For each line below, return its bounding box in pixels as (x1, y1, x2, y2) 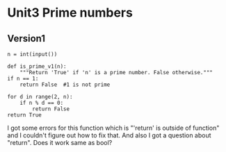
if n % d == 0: (19, 99, 64, 106)
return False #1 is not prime (19, 81, 111, 88)
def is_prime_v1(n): (7, 63, 67, 70)
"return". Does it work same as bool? (7, 139, 113, 146)
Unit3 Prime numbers (7, 5, 134, 21)
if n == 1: (7, 75, 39, 82)
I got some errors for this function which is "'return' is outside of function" (7, 124, 220, 132)
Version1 (7, 33, 46, 44)
